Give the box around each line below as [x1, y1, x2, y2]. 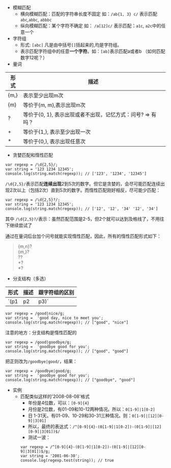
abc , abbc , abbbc [20, 17, 52, 22]
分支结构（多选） [12, 275, 49, 282]
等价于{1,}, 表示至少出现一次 [22, 128, 91, 135]
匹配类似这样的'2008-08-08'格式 [20, 393, 90, 400]
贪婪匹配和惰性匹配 [12, 152, 53, 158]
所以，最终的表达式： [27, 424, 73, 429]
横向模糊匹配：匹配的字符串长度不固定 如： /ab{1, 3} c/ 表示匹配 [20, 11, 158, 17]
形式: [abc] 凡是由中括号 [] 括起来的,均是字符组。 [20, 42, 122, 48]
